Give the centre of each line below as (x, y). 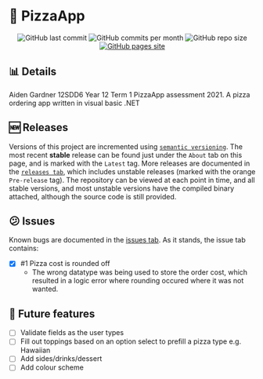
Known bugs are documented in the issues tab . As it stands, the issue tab (127, 240)
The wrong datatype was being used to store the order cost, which (140, 272)
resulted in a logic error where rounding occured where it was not (138, 281)
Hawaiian (35, 350)
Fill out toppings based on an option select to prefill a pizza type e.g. (131, 341)
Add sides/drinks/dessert (61, 359)
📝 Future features (52, 313)
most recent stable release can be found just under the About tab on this (126, 155)
